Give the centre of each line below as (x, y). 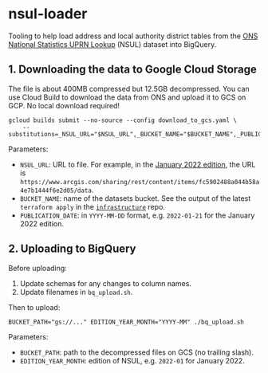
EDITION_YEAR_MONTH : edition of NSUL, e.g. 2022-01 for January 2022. (132, 360)
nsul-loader (48, 14)
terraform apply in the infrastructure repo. (93, 206)
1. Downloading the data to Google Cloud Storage (133, 70)
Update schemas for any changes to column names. (105, 283)
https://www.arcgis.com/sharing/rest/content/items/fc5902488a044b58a (140, 182)
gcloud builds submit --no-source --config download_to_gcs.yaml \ (123, 120)
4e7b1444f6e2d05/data (55, 190)
